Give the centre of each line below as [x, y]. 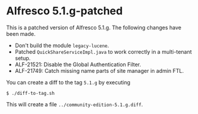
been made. [21, 33]
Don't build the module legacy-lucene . [62, 45]
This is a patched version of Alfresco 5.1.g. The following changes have [94, 27]
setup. [23, 58]
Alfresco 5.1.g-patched [65, 11]
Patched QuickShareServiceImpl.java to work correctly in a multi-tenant [103, 51]
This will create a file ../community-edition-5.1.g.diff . [75, 104]
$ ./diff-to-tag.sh [31, 93]
